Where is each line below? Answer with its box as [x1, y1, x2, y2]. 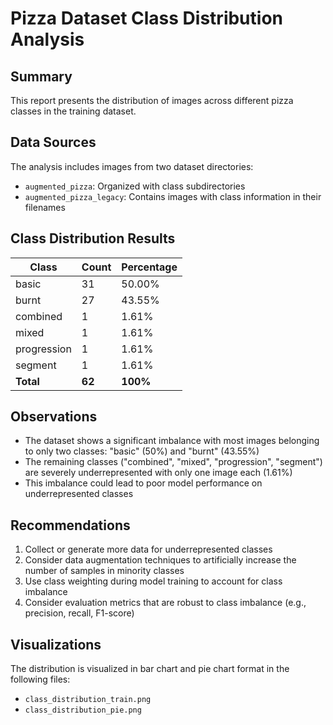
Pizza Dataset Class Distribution [10, 7, 283, 30]
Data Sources [10, 134, 97, 151]
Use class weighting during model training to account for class [24, 575, 283, 587]
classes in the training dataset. [10, 105, 137, 117]
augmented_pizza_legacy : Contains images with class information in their [24, 190, 322, 202]
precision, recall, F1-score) [24, 607, 135, 619]
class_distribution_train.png [24, 695, 152, 705]
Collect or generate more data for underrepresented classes [24, 543, 273, 556]
